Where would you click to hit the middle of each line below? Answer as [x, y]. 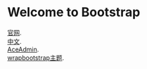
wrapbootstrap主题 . [36, 58]
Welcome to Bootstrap [74, 12]
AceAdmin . [23, 49]
